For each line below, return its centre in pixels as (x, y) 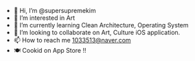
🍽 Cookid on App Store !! (50, 50)
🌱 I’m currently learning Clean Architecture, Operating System (101, 25)
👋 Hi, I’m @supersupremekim (55, 11)
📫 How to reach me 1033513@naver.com (72, 40)
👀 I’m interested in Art (44, 18)
